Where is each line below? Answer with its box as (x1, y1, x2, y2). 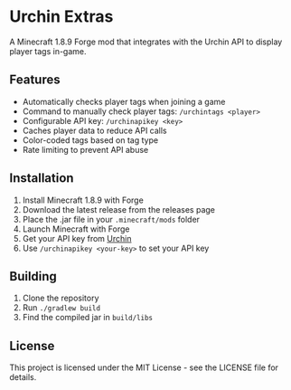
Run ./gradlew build (22, 302, 101, 313)
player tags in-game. (9, 45, 88, 56)
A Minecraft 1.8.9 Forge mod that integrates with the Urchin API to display (9, 36, 283, 47)
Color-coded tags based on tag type (22, 134, 159, 146)
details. (9, 372, 37, 383)
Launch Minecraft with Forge (22, 224, 130, 234)
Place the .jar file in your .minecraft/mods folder (22, 214, 201, 224)
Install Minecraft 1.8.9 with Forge (22, 195, 145, 205)
